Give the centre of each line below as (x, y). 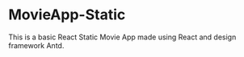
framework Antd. (36, 45)
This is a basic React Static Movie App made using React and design (122, 37)
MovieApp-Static (67, 15)
